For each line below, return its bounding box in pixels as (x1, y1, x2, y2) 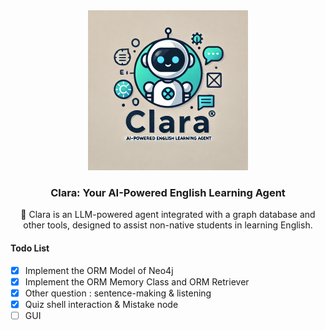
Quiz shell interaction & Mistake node (24, 298, 179, 310)
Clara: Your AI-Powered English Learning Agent (50, 185, 286, 199)
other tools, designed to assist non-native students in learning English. (23, 219, 313, 231)
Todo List (10, 242, 50, 254)
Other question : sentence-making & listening (24, 287, 212, 299)
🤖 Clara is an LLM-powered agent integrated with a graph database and (20, 209, 316, 221)
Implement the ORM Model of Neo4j (24, 264, 174, 276)
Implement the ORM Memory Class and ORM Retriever (24, 275, 250, 288)
